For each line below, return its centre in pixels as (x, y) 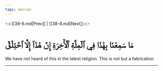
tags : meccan (18, 9)
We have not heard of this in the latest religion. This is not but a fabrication (79, 58)
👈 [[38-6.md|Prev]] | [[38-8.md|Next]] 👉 (48, 23)
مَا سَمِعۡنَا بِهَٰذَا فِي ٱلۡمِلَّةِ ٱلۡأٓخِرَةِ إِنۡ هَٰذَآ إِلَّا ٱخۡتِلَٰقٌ (69, 45)
